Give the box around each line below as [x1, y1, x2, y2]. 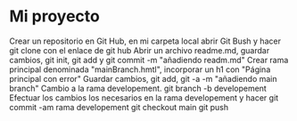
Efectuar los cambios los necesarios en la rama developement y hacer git [9, 92, 279, 103]
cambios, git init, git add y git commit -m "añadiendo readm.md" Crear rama [9, 54, 289, 65]
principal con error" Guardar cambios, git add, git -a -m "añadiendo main [9, 73, 278, 84]
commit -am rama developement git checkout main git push [9, 101, 229, 112]
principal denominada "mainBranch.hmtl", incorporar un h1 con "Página [9, 64, 271, 75]
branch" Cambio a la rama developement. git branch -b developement [9, 83, 268, 93]
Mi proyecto [9, 6, 100, 27]
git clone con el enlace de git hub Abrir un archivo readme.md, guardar [9, 44, 270, 55]
